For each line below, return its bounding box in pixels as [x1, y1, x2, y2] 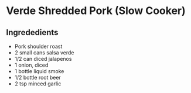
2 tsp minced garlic [14, 80, 62, 87]
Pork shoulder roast [14, 43, 63, 50]
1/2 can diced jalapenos [14, 56, 72, 62]
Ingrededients [6, 27, 59, 37]
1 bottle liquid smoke [14, 68, 64, 74]
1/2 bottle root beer [14, 74, 62, 81]
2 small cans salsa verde [14, 49, 74, 56]
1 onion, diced [14, 61, 49, 68]
